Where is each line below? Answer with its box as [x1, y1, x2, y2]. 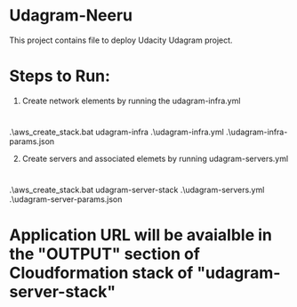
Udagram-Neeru [9, 5, 133, 26]
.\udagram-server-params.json [9, 194, 123, 205]
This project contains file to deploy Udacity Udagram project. [9, 35, 233, 45]
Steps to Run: [9, 66, 111, 86]
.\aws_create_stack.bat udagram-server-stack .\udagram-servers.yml [9, 184, 265, 196]
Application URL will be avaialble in [9, 225, 273, 246]
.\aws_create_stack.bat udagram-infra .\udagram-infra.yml [9, 126, 224, 138]
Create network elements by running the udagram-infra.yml [21, 95, 241, 106]
